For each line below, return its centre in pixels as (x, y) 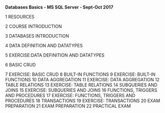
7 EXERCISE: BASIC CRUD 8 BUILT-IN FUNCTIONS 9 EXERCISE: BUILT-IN (80, 74)
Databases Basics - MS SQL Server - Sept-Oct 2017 (59, 7)
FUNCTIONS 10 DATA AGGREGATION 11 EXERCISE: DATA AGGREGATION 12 (82, 80)
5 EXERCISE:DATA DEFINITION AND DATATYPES (55, 55)
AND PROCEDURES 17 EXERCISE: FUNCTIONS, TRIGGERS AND (70, 95)
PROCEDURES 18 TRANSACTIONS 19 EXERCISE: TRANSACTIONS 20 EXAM (83, 101)
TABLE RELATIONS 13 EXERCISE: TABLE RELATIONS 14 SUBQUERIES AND (81, 85)
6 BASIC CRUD (21, 65)
